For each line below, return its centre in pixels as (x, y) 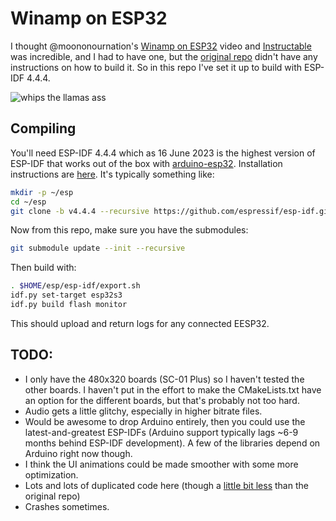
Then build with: (43, 268)
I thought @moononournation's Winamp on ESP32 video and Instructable (161, 46)
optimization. (51, 474)
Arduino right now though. (78, 453)
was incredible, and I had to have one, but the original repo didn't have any (164, 56)
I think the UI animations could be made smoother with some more (161, 464)
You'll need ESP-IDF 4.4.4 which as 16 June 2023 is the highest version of (163, 153)
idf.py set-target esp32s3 (66, 295)
